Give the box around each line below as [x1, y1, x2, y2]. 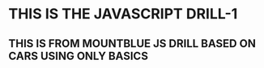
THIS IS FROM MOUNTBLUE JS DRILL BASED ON [8, 37, 257, 50]
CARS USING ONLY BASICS [8, 49, 148, 62]
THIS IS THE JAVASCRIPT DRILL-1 [8, 5, 238, 23]
